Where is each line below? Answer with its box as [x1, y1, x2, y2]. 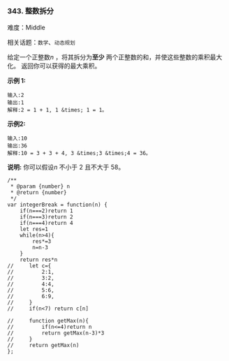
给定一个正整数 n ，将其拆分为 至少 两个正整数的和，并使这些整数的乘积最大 [7, 53, 223, 61]
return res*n [20, 256, 58, 263]
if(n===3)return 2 [20, 214, 73, 221]
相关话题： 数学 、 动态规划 [7, 38, 75, 47]
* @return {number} [10, 189, 68, 196]
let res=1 [20, 226, 49, 233]
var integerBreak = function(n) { [7, 201, 108, 209]
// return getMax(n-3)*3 [7, 330, 105, 337]
